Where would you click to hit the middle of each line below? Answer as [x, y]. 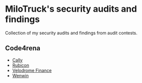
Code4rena [23, 48]
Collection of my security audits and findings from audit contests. [71, 33]
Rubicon [21, 65]
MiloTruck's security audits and [71, 9]
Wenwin [20, 75]
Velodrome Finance [32, 70]
